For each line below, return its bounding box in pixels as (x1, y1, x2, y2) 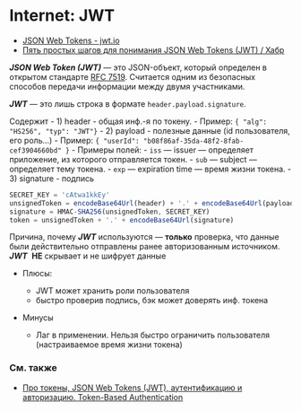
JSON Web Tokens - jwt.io (21, 35, 120, 46)
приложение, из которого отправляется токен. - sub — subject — (9, 153, 257, 164)
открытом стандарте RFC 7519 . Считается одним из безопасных (9, 71, 256, 82)
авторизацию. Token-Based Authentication (21, 391, 184, 402)
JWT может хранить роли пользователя (35, 285, 190, 296)
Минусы (21, 312, 54, 323)
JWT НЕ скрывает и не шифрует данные (9, 250, 167, 261)
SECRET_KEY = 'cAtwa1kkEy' (9, 190, 110, 199)
